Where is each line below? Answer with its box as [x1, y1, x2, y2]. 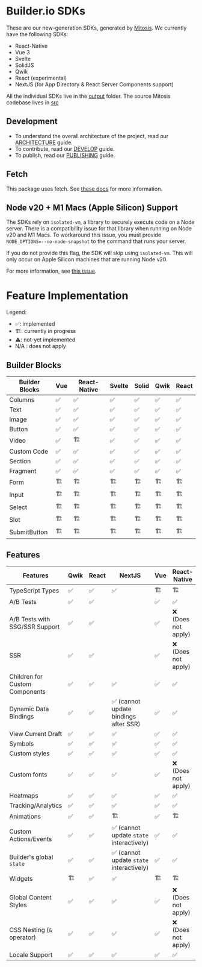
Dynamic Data [9, 705, 49, 713]
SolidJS [14, 62, 34, 69]
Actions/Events [9, 834, 52, 843]
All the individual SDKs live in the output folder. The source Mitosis [6, 92, 171, 100]
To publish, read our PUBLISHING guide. [14, 151, 115, 159]
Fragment [9, 467, 37, 475]
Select [9, 503, 28, 511]
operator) [9, 933, 36, 942]
